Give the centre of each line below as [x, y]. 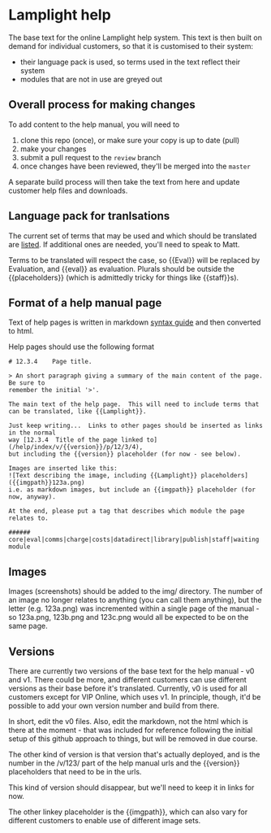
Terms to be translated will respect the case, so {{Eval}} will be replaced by [134, 260]
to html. [21, 331]
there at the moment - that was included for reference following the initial [131, 730]
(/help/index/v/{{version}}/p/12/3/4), [76, 447]
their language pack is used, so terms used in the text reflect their [130, 62]
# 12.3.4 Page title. [50, 362]
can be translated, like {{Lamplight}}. [78, 412]
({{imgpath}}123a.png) [47, 483]
